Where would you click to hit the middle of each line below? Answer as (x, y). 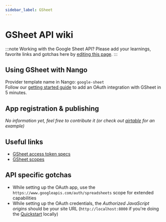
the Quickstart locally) (35, 214)
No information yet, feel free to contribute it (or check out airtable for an (80, 121)
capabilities (24, 198)
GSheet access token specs (41, 154)
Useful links (24, 142)
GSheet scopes (28, 159)
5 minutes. (16, 93)
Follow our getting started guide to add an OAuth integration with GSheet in (83, 87)
